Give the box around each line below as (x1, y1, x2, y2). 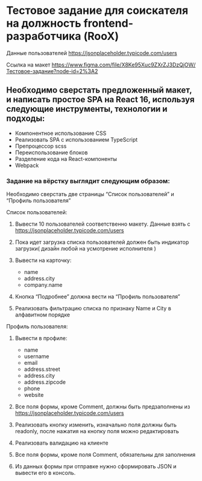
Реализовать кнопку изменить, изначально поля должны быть (14, 421, 177, 428)
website (24, 391, 44, 399)
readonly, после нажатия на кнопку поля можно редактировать (14, 428, 179, 435)
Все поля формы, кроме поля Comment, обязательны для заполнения (14, 451, 196, 459)
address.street (24, 365, 60, 373)
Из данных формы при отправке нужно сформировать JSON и (14, 463, 177, 470)
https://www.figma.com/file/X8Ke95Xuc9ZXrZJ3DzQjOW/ (51, 61, 196, 68)
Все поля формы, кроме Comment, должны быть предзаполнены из (14, 403, 191, 410)
